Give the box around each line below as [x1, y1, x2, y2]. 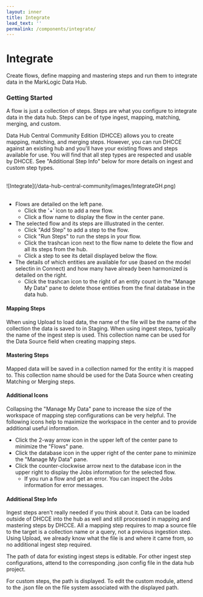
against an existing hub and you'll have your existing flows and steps [6, 145, 178, 152]
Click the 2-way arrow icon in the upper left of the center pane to [15, 436, 178, 444]
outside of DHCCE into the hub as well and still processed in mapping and [6, 515, 191, 522]
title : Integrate [6, 15, 50, 21]
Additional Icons [6, 392, 48, 399]
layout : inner [6, 8, 42, 15]
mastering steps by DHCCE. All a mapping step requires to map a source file [6, 522, 197, 529]
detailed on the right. [15, 271, 68, 279]
